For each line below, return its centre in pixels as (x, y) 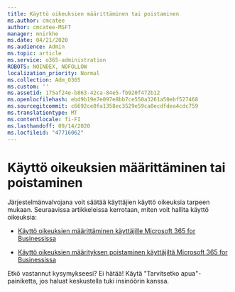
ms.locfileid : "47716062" (45, 133)
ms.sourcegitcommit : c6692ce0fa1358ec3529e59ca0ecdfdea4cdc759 (103, 106)
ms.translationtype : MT (43, 113)
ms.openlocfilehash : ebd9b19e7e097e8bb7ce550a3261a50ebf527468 (103, 100)
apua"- (191, 274)
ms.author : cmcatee (36, 21)
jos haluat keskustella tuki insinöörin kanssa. (104, 281)
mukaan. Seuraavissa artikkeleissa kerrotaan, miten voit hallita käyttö (108, 210)
